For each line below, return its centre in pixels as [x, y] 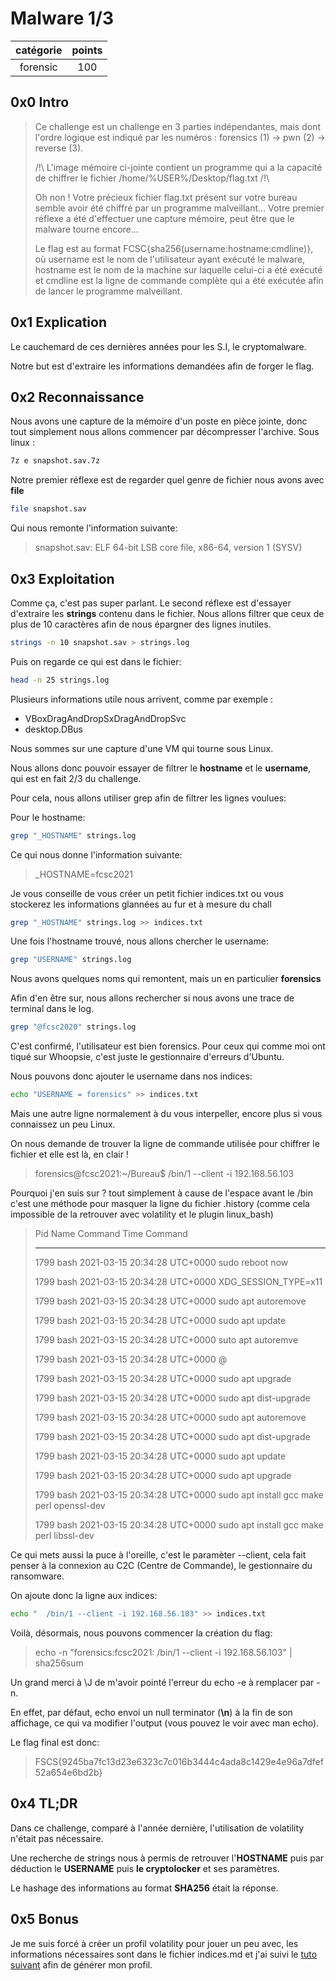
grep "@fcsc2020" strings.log [73, 1027]
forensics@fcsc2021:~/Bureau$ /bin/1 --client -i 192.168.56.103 [164, 1174]
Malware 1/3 [62, 18]
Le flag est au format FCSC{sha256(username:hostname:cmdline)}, [174, 248]
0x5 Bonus [45, 1919]
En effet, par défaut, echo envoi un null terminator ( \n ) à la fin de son [151, 1712]
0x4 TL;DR [44, 1803]
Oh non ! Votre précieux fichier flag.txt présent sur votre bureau [166, 197]
